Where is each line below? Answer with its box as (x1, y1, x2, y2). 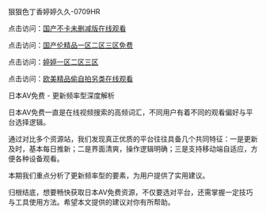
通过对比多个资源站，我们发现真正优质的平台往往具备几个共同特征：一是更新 (8, 134, 258, 144)
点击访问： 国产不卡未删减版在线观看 (8, 24, 127, 33)
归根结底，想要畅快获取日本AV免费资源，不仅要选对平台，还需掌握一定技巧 (8, 188, 253, 197)
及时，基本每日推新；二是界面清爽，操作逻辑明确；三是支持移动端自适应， (8, 145, 251, 153)
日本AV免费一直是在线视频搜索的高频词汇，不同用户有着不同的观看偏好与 (8, 107, 247, 117)
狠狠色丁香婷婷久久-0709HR (8, 7, 101, 16)
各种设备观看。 (14, 154, 64, 163)
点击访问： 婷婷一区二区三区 (8, 58, 99, 66)
